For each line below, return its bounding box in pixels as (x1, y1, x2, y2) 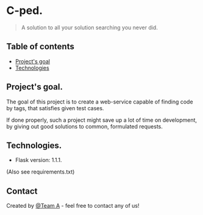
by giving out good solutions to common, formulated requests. (6, 122, 163, 130)
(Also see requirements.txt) (6, 168, 75, 175)
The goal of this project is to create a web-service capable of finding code (6, 98, 193, 105)
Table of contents (6, 41, 74, 52)
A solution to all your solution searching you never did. (21, 24, 158, 31)
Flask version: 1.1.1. (15, 157, 62, 164)
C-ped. (6, 4, 43, 18)
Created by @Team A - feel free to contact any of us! (6, 202, 140, 210)
